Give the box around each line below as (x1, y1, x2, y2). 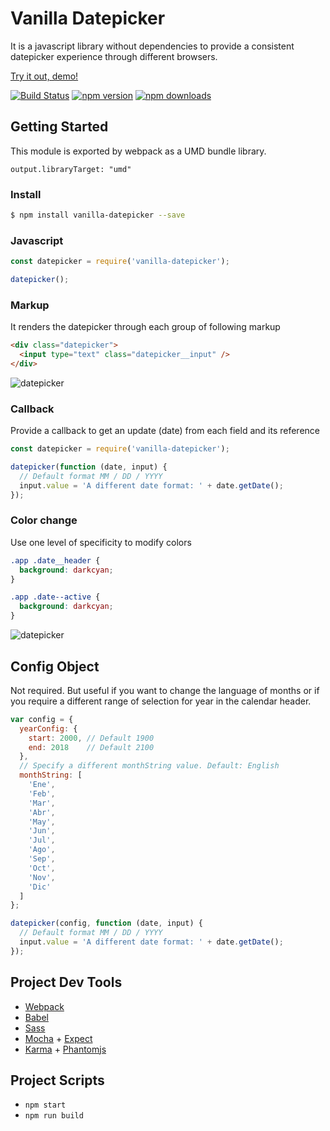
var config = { (10, 714, 74, 724)
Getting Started (10, 118, 109, 136)
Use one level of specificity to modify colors (10, 536, 192, 548)
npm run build (24, 1111, 84, 1121)
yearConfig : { (19, 723, 78, 734)
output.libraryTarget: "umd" (10, 164, 132, 174)
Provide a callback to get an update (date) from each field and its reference (10, 425, 321, 437)
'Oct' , (28, 863, 56, 873)
